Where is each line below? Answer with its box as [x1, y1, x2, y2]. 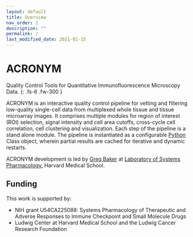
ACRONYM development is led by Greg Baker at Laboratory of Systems [6, 155, 181, 163]
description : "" [6, 25, 46, 32]
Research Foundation [14, 225, 67, 232]
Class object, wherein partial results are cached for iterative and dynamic [6, 138, 185, 145]
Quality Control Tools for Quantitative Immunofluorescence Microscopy [6, 82, 181, 89]
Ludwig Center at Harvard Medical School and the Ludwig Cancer [14, 219, 176, 226]
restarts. [6, 144, 27, 151]
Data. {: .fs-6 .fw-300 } [6, 88, 63, 95]
